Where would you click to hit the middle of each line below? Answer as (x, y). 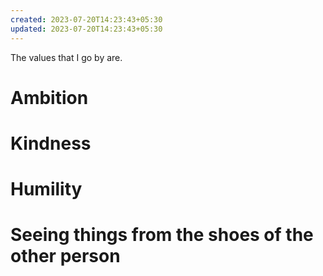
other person (65, 256)
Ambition (49, 97)
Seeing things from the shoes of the (162, 235)
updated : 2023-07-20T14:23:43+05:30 (86, 29)
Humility (46, 189)
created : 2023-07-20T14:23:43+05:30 (86, 19)
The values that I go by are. (66, 57)
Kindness (51, 143)
